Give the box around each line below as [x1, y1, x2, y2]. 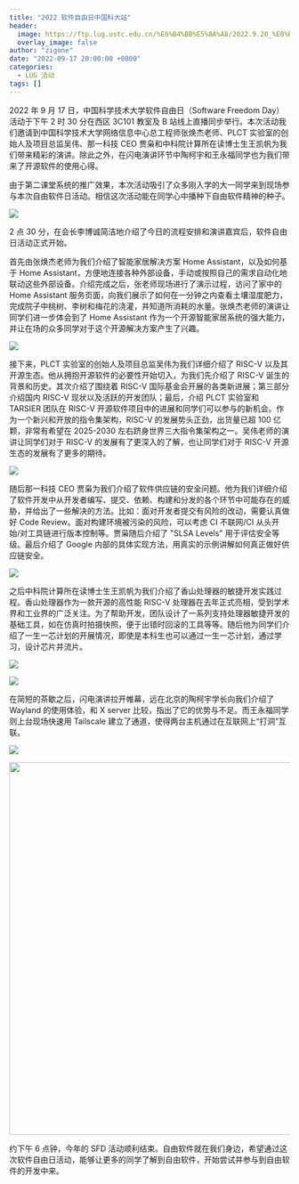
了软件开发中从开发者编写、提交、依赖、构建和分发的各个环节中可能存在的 [9, 494, 282, 505]
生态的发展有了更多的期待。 [9, 447, 111, 458]
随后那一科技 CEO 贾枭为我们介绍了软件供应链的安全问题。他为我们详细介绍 [9, 483, 287, 494]
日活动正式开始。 [9, 237, 72, 247]
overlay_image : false [17, 37, 98, 47]
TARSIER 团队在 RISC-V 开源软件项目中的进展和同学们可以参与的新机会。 [9, 402, 277, 414]
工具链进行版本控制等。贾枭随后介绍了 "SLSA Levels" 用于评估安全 [28, 527, 272, 539]
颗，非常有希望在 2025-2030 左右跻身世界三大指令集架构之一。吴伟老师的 [9, 425, 282, 436]
